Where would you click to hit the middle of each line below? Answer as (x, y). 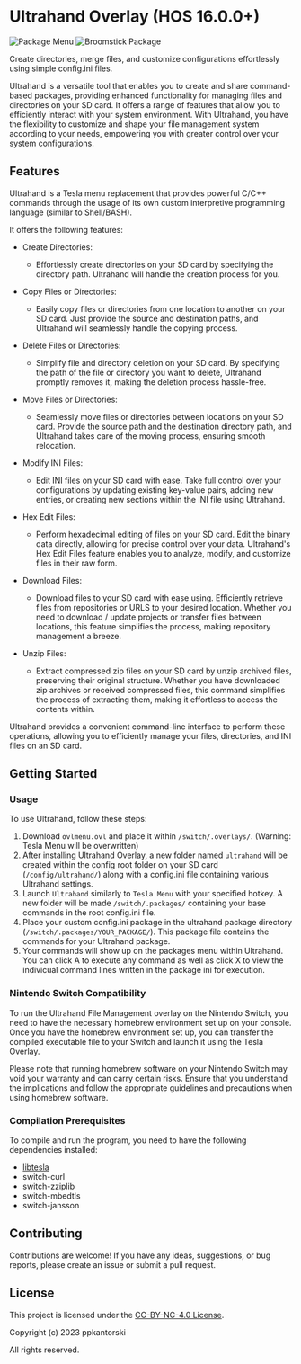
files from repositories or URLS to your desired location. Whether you (164, 607)
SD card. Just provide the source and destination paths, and (147, 318)
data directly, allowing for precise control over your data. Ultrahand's (163, 544)
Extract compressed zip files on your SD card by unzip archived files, (164, 671)
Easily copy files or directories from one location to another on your (160, 308)
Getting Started (53, 774)
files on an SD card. (46, 745)
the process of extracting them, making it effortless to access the (157, 700)
